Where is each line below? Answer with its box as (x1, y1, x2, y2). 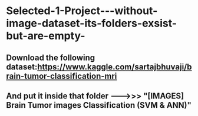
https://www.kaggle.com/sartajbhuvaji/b (37, 62, 192, 72)
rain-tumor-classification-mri (6, 71, 117, 81)
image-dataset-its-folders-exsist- (6, 16, 177, 30)
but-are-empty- (6, 29, 85, 42)
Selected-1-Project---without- (6, 4, 158, 18)
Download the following (6, 52, 95, 62)
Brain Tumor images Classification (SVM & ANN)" (6, 100, 192, 110)
